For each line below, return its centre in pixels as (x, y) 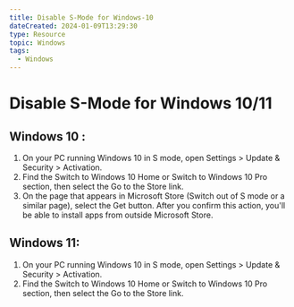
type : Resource (38, 34)
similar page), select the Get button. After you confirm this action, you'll (154, 205)
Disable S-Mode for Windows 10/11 (141, 103)
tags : (19, 51)
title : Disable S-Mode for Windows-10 (81, 17)
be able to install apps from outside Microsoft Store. (118, 215)
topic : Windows (38, 43)
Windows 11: (45, 243)
